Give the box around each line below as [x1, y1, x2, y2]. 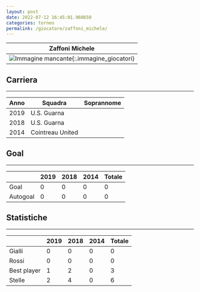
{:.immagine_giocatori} [71, 54, 135, 63]
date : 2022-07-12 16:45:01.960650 [6, 14, 92, 20]
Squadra [42, 99, 67, 107]
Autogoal [9, 192, 35, 201]
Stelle [9, 276, 25, 284]
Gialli [9, 247, 23, 255]
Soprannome [83, 99, 121, 107]
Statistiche [6, 213, 48, 223]
